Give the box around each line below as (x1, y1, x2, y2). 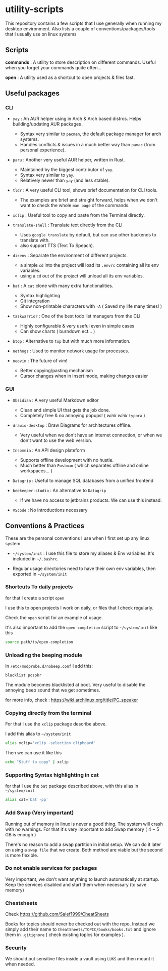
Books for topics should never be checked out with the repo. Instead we (5, 921, 155, 927)
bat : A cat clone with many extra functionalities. (12, 282, 114, 289)
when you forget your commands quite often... (5, 64, 102, 70)
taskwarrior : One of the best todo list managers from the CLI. (12, 313, 142, 319)
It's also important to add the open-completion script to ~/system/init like (5, 624, 157, 630)
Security (5, 944, 27, 951)
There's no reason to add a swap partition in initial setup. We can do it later (5, 841, 161, 847)
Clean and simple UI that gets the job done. (20, 407, 110, 413)
